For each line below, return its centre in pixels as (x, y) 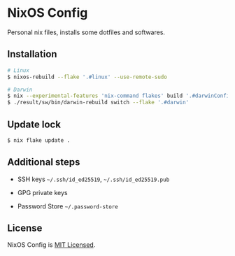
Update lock (34, 124)
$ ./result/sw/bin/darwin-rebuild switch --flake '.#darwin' (98, 103)
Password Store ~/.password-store (68, 206)
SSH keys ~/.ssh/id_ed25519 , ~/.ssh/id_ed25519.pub (93, 179)
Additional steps (44, 162)
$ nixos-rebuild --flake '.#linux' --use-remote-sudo (87, 77)
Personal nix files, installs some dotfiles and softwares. (86, 32)
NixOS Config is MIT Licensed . (51, 245)
